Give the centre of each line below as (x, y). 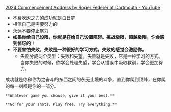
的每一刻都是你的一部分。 (32, 86)
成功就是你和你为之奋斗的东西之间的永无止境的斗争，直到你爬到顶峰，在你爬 (85, 79)
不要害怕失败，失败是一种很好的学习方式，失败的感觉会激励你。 (79, 50)
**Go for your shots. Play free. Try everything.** (61, 104)
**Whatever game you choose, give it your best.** (60, 96)
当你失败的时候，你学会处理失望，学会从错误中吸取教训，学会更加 (89, 62)
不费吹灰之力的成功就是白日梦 (44, 18)
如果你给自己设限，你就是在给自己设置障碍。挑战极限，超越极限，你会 (86, 37)
